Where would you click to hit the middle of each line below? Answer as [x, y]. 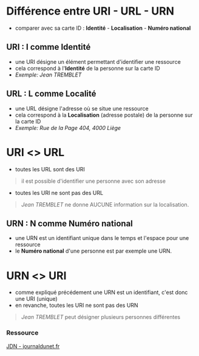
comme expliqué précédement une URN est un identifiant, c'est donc [101, 292]
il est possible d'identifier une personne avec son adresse [93, 181]
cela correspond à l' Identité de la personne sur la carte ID [88, 68]
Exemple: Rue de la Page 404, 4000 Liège [68, 128]
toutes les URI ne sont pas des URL [59, 193]
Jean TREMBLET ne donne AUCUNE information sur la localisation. [105, 204]
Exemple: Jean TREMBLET [48, 75]
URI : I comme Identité [49, 47]
